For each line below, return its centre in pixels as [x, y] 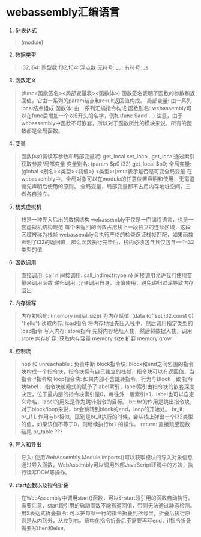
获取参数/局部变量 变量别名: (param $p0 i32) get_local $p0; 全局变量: [106, 164]
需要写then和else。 [45, 528]
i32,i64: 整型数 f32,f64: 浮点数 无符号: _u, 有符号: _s [85, 67]
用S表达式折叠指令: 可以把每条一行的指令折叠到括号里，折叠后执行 [103, 513]
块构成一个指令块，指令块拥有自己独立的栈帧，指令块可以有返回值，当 [108, 371]
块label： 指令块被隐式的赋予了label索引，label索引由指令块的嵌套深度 [108, 386]
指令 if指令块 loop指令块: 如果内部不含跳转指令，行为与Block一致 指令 [107, 379]
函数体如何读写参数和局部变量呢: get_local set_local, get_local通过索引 [108, 156]
